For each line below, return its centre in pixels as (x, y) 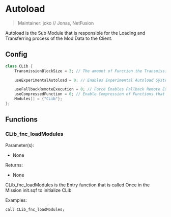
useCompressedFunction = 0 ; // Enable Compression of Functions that (90, 94)
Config (16, 54)
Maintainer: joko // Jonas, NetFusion (56, 23)
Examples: (16, 200)
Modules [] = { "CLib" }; (38, 99)
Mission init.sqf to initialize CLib (38, 190)
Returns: (14, 165)
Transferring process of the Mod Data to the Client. (59, 38)
